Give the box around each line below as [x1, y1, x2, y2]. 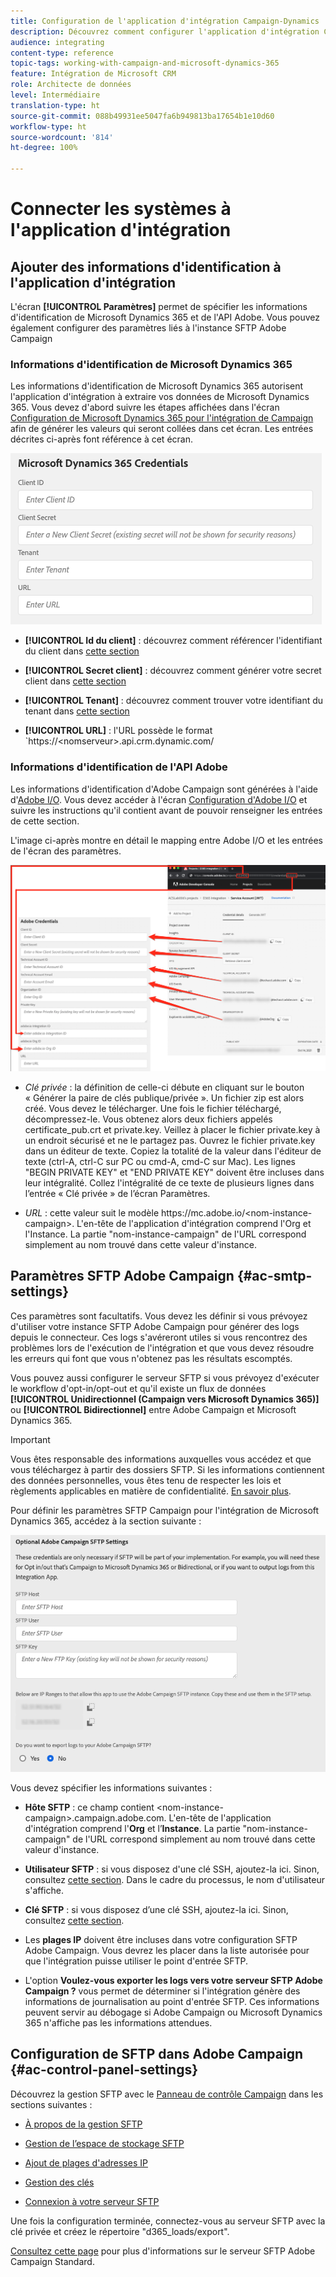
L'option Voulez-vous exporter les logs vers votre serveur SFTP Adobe [24, 1974, 323, 1986]
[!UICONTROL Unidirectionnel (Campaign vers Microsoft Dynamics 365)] [10, 1393, 320, 1405]
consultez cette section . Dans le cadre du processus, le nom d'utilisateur [24, 1873, 325, 1885]
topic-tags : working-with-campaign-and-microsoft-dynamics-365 [10, 58, 280, 69]
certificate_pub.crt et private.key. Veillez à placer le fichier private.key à [24, 1123, 321, 1135]
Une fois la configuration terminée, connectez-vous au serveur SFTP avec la [10, 2215, 326, 2227]
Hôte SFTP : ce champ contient [24, 1801, 155, 1813]
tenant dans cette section [24, 705, 130, 717]
